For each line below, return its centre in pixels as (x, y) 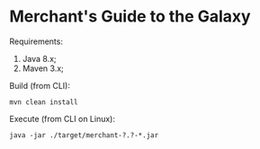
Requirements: (36, 41)
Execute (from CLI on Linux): (62, 118)
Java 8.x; (39, 58)
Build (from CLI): (40, 85)
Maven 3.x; (43, 68)
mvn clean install (44, 102)
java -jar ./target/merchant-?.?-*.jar (84, 135)
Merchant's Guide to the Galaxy (130, 17)
